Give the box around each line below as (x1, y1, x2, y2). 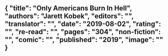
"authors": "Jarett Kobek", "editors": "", (5, 12, 134, 21)
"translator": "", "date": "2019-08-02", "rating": (5, 20, 161, 28)
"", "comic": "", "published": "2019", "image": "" (5, 35, 163, 44)
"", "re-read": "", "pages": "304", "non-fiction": (5, 28, 161, 36)
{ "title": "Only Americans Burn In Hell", (5, 4, 132, 13)
